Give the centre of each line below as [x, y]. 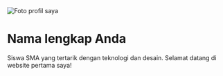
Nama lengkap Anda [67, 39]
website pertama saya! [39, 65]
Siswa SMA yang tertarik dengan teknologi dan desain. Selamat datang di [112, 57]
